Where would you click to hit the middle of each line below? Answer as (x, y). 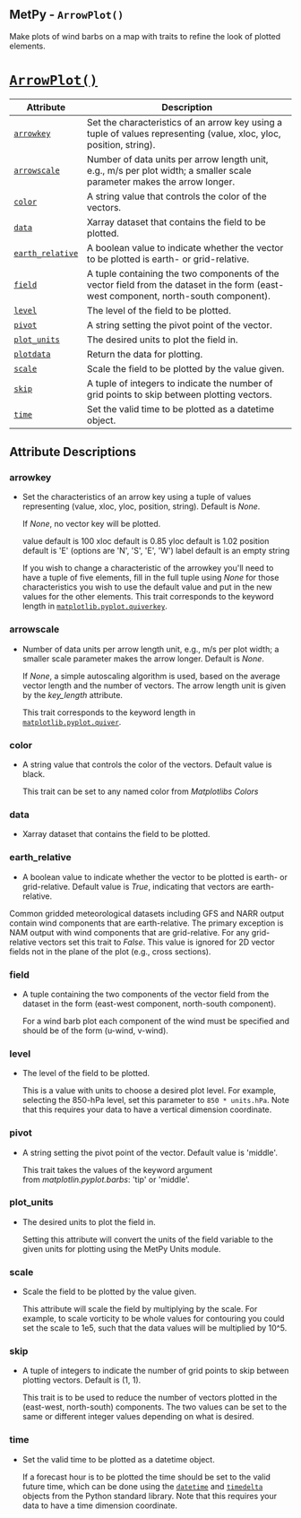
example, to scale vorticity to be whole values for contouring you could (153, 1319)
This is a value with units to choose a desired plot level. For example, (149, 1091)
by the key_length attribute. (73, 694)
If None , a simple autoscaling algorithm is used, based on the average (151, 676)
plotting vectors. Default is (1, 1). (82, 1380)
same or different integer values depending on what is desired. (138, 1417)
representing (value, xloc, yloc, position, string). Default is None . (141, 506)
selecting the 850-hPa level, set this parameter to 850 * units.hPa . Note (155, 1100)
